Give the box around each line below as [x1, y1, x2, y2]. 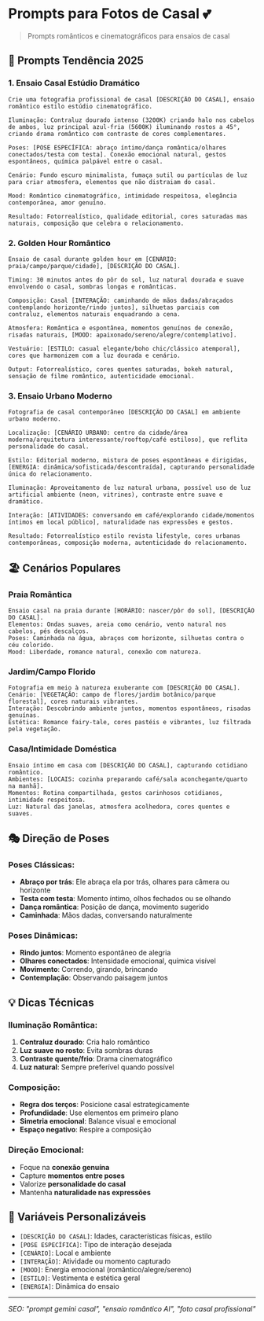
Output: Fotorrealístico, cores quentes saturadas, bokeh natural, [8, 365, 234, 373]
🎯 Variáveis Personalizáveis [8, 1210, 147, 1223]
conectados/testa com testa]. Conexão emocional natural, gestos [8, 150, 226, 158]
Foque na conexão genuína [19, 1162, 110, 1172]
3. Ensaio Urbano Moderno [8, 390, 112, 401]
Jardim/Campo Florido [8, 666, 96, 677]
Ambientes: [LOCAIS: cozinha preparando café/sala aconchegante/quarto [8, 775, 247, 783]
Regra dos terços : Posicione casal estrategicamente [19, 1100, 190, 1109]
